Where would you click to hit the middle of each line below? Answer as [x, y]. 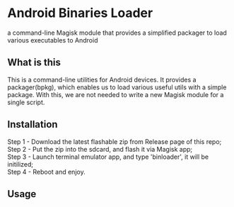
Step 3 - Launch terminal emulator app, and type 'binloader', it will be [108, 157]
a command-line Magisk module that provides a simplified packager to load [117, 33]
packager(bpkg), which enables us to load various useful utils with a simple [117, 87]
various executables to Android [53, 40]
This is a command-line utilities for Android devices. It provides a [102, 79]
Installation [33, 124]
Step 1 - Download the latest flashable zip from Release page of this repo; [115, 141]
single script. [26, 102]
